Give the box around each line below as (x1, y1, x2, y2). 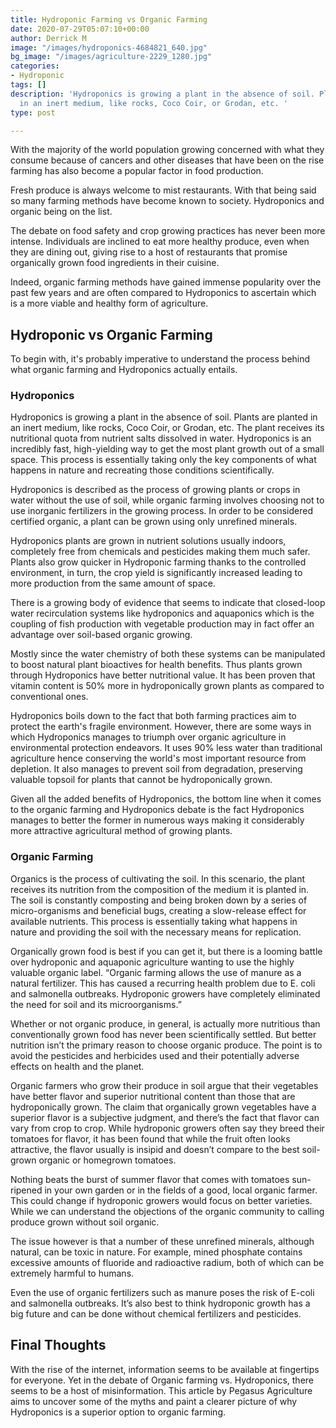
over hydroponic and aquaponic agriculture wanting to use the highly (10, 956, 295, 968)
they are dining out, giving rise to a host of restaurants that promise (10, 246, 288, 258)
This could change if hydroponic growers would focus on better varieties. (10, 1194, 313, 1206)
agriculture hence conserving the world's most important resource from (10, 752, 307, 765)
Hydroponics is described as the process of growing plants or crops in (10, 484, 301, 496)
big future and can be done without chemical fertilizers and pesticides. (10, 1307, 302, 1320)
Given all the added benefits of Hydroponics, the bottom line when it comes (10, 793, 322, 805)
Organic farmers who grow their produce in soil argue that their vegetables (10, 1079, 319, 1091)
